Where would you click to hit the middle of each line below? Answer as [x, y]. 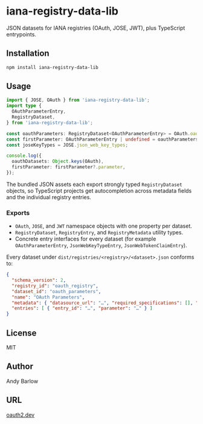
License [21, 333]
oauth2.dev [21, 415]
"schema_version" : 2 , [39, 280]
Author [20, 367]
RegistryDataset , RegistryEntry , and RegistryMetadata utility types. [99, 233]
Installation [28, 54]
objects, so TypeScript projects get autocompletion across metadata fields [99, 190]
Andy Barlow [22, 381]
